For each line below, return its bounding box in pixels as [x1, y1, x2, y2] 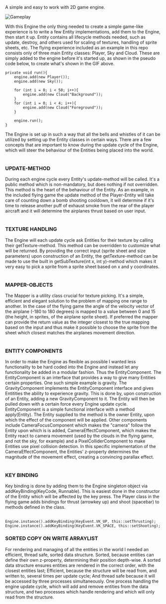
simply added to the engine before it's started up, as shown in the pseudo [5, 55, 156, 61]
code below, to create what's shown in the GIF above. [5, 61, 115, 66]
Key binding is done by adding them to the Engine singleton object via [5, 483, 148, 489]
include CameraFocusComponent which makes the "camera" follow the [5, 422, 151, 428]
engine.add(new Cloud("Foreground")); [23, 105, 103, 110]
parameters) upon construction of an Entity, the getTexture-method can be [5, 253, 158, 259]
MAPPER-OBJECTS [5, 281, 53, 288]
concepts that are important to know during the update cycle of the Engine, [5, 142, 159, 148]
